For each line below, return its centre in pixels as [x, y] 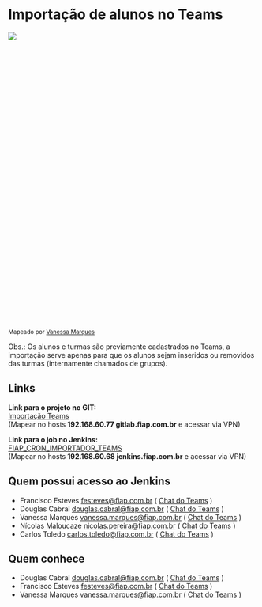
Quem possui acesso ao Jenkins [90, 482]
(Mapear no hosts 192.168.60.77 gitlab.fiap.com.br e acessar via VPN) [124, 424]
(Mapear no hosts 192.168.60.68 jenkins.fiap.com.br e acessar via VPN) [127, 456]
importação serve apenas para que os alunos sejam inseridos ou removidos [131, 355]
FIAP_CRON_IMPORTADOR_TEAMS [65, 448]
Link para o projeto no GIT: [52, 407]
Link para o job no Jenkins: [53, 439]
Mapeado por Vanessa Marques [51, 332]
